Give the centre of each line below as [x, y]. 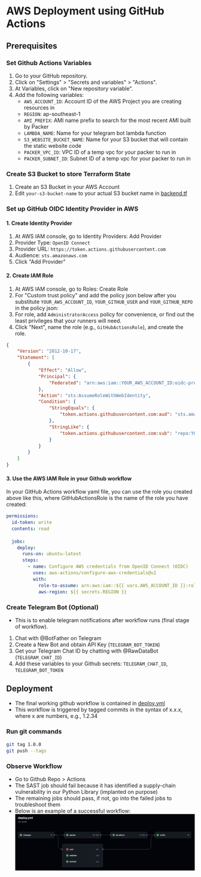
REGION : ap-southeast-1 [52, 114]
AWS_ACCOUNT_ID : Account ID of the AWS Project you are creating [103, 101]
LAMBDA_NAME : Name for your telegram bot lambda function [95, 133]
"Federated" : [65, 383]
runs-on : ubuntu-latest [52, 554]
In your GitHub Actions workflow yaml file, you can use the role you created [99, 492]
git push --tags [26, 751]
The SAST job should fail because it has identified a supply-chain [95, 785]
